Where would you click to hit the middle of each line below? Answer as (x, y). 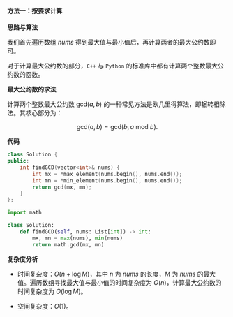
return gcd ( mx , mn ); (62, 187)
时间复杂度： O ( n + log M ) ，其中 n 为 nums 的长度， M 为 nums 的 (110, 274)
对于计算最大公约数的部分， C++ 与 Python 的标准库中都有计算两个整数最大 (113, 66)
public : (18, 161)
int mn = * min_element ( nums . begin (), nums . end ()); (107, 180)
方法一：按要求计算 (35, 10)
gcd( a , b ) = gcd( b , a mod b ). (117, 127)
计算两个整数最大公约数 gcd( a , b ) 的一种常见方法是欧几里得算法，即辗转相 (113, 104)
